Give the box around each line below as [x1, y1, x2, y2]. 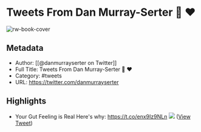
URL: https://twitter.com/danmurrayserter [15, 78, 120, 85]
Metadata [6, 43, 44, 53]
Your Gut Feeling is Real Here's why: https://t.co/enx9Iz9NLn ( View [15, 113, 191, 120]
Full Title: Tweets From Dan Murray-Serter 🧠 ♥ [15, 65, 132, 73]
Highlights [6, 96, 47, 107]
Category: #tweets [15, 72, 62, 79]
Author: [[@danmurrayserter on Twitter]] [15, 59, 117, 66]
